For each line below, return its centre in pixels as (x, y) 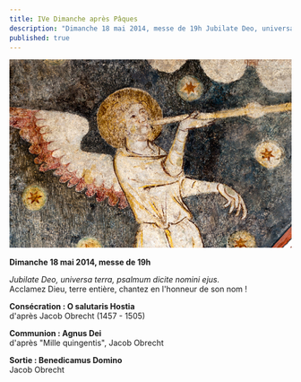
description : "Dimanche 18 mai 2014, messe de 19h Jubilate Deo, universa (152, 28)
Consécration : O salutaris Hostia (72, 307)
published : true (39, 38)
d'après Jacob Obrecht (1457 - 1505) (77, 316)
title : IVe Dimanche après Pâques (74, 19)
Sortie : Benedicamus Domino (66, 360)
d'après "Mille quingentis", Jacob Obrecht (86, 343)
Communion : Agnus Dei (56, 334)
